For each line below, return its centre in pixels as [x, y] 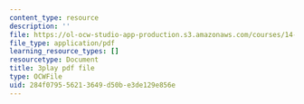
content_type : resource [54, 18]
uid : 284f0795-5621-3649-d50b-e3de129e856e [93, 85]
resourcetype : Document [54, 60]
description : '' [40, 26]
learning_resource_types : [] [64, 52]
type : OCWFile [36, 77]
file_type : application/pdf [62, 43]
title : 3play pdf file [52, 69]
